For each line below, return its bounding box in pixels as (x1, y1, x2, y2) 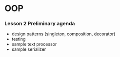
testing (11, 36, 26, 42)
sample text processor (11, 42, 57, 47)
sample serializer (11, 46, 46, 52)
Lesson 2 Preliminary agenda (4, 20, 75, 27)
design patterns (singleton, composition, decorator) (11, 31, 116, 37)
